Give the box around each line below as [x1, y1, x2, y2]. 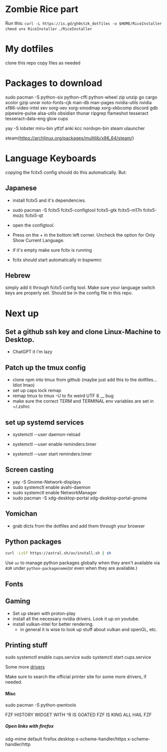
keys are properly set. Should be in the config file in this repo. [5, 290, 133, 296]
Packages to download [5, 78, 103, 89]
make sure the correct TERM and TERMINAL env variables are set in [12, 398, 154, 404]
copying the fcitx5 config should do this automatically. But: [5, 169, 127, 175]
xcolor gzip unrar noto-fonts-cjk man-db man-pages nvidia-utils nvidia [5, 99, 152, 105]
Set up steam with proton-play [12, 610, 76, 616]
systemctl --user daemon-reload [12, 431, 80, 437]
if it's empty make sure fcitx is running [12, 247, 92, 253]
